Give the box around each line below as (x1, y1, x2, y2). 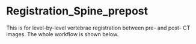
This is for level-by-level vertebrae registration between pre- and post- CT (6, 24, 191, 31)
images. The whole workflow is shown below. (6, 30, 119, 37)
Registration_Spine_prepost (6, 4, 149, 18)
